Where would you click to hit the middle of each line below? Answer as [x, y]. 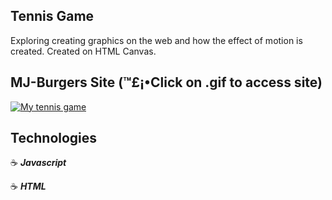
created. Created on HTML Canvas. [83, 51]
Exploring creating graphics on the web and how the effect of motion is [156, 40]
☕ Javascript [38, 163]
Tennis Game [52, 16]
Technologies [54, 138]
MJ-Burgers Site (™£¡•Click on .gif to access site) [166, 82]
